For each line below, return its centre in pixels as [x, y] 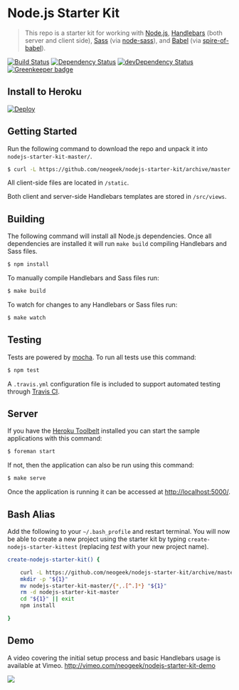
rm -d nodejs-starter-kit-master [70, 592]
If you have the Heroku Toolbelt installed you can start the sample [104, 431]
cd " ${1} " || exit [47, 599]
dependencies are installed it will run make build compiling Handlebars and [117, 244]
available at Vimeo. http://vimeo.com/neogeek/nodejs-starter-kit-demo [111, 665]
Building [26, 219]
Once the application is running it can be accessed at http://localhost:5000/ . [119, 492]
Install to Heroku [44, 92]
